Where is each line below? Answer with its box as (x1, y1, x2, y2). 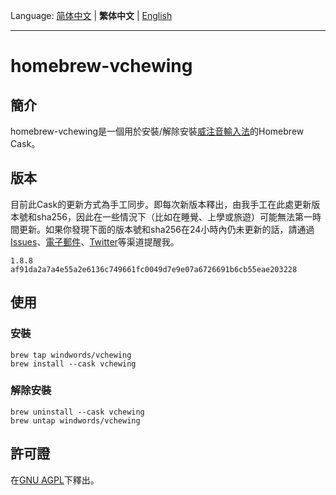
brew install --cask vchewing (10, 359, 137, 369)
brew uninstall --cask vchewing (10, 407, 145, 417)
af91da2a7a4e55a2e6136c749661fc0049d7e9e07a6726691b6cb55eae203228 (10, 264, 298, 274)
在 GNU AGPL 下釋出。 (10, 474, 100, 486)
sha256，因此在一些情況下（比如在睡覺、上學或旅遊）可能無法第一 (36, 210, 313, 223)
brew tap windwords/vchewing (10, 350, 132, 360)
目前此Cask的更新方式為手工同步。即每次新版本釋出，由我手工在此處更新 (10, 198, 312, 210)
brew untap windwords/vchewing (10, 415, 141, 426)
